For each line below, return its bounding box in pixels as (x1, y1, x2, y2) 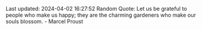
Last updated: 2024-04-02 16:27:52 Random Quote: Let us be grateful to (5, 5, 187, 12)
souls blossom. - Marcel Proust (5, 18, 83, 25)
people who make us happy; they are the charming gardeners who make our (5, 11, 196, 19)
